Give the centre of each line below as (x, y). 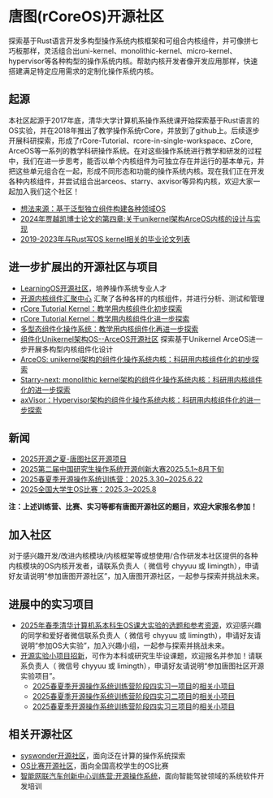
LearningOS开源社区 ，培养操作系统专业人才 (93, 288)
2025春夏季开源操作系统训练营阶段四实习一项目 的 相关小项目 (134, 686)
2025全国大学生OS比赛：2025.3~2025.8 (88, 490)
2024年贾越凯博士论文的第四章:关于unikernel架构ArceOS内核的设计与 (136, 218)
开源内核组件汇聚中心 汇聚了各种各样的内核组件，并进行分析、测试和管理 (142, 298)
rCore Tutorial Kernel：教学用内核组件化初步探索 (101, 308)
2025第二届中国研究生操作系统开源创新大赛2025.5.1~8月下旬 (122, 469)
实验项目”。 (39, 676)
